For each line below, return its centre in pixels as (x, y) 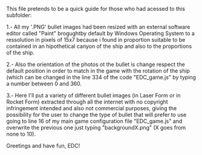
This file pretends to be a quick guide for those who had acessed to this (96, 9)
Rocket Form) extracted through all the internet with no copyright (87, 102)
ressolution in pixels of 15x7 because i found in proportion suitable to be (96, 40)
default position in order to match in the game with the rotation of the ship (98, 71)
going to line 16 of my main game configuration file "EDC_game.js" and (94, 121)
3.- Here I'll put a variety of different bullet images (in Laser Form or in (93, 95)
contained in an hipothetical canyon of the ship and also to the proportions (99, 46)
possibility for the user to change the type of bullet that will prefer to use (96, 115)
